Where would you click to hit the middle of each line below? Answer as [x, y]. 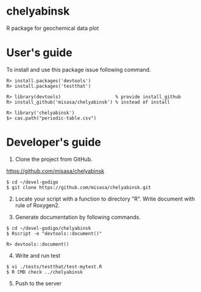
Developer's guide [54, 142]
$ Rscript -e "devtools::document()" [54, 233]
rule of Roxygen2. [37, 205]
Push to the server [38, 283]
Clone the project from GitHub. [54, 159]
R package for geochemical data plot [53, 28]
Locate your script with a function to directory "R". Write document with [105, 199]
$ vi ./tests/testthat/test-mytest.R [54, 266]
